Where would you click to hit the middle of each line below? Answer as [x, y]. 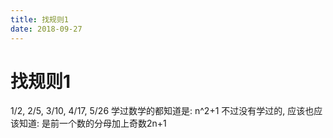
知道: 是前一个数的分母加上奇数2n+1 [92, 123]
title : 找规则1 [39, 19]
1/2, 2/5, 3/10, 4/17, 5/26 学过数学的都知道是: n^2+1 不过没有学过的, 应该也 [162, 111]
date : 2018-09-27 [46, 29]
